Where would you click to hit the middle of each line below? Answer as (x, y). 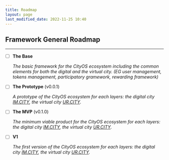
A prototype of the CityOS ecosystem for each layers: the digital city (83, 97)
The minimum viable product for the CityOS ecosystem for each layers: (86, 122)
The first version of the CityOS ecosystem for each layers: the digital (84, 147)
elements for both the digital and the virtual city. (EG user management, (87, 72)
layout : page (19, 15)
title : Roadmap (21, 10)
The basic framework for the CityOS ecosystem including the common (86, 66)
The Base (23, 56)
